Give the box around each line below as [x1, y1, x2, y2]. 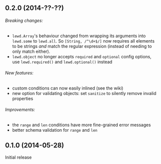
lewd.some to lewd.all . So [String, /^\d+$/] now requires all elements [12, 38, 155, 44]
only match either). [12, 48, 50, 54]
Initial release [5, 154, 32, 160]
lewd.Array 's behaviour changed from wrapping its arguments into [12, 33, 146, 39]
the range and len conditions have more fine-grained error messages [12, 122, 151, 128]
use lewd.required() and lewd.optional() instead [12, 59, 113, 65]
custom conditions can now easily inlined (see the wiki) [12, 85, 123, 91]
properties [12, 95, 33, 101]
